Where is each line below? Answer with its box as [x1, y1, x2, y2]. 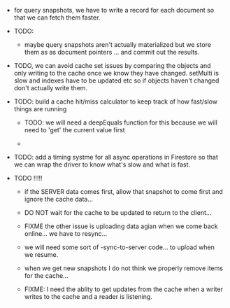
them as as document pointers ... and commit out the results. [24, 48, 200, 56]
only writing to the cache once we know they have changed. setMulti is [13, 69, 219, 77]
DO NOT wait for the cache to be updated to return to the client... [24, 209, 212, 216]
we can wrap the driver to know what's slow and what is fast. [13, 160, 191, 169]
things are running [13, 105, 67, 113]
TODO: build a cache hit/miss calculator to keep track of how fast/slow [13, 97, 218, 106]
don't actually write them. [13, 84, 88, 92]
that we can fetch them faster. [13, 13, 101, 22]
